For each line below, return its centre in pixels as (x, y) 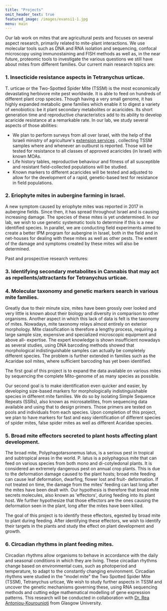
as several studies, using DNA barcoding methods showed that (70, 345)
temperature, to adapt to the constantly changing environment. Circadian (80, 571)
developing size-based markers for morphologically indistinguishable (76, 391)
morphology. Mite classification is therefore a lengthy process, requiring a (81, 329)
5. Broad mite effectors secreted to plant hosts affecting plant (81, 435)
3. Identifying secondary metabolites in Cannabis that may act (82, 271)
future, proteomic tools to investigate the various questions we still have (79, 59)
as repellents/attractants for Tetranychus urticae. (67, 277)
